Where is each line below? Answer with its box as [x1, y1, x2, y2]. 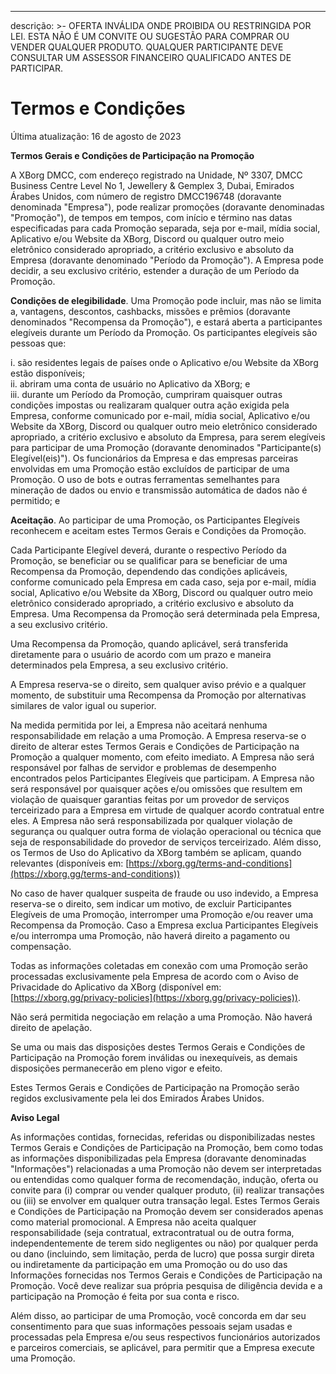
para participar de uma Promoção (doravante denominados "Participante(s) [10, 441, 322, 453]
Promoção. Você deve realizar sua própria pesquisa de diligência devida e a [10, 1279, 323, 1291]
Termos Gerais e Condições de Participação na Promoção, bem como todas [10, 1141, 324, 1153]
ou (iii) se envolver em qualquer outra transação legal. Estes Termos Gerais [10, 1194, 320, 1206]
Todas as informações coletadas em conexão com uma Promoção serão [10, 959, 308, 971]
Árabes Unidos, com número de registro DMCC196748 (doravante [10, 190, 282, 202]
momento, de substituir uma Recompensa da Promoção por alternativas [10, 689, 307, 701]
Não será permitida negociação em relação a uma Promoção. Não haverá [10, 1011, 313, 1023]
